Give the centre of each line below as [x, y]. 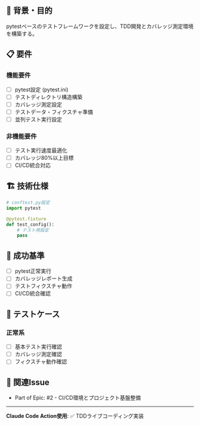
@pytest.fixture [26, 219]
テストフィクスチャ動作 [43, 286]
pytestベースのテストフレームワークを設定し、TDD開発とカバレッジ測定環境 [100, 26]
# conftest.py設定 [28, 203]
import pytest [24, 208]
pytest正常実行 [33, 271]
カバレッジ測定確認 [38, 354]
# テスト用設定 [33, 230]
